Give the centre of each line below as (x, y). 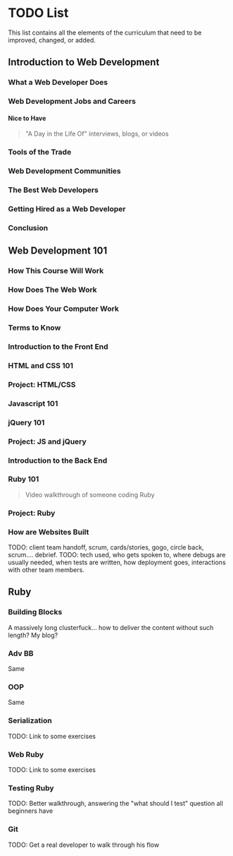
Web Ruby (26, 754)
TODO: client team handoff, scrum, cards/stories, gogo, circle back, (106, 547)
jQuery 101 (26, 422)
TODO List (38, 13)
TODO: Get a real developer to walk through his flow (84, 845)
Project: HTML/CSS (42, 384)
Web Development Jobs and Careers (72, 102)
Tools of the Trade (40, 152)
